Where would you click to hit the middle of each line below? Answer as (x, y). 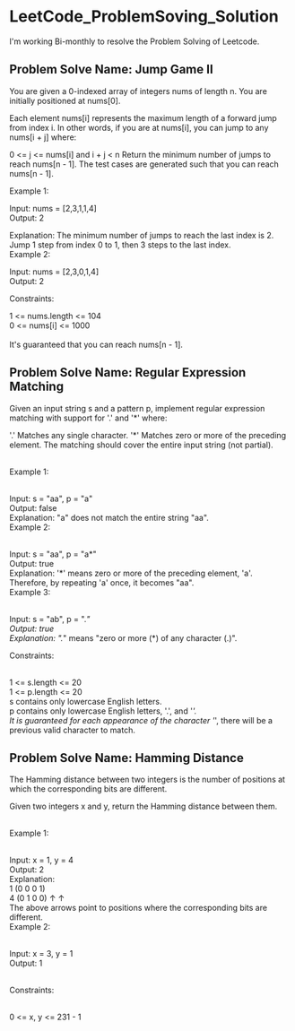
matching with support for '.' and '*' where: (88, 418)
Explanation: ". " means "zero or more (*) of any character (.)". (123, 637)
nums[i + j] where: (43, 137)
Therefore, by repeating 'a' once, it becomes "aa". (102, 582)
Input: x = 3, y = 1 (41, 954)
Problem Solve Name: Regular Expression (128, 373)
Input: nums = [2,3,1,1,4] (53, 208)
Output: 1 (26, 963)
